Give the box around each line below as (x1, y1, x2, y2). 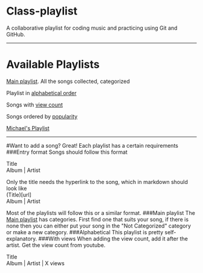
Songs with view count (6, 101, 63, 108)
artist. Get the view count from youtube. (6, 241, 106, 249)
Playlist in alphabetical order (6, 89, 77, 96)
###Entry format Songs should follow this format (6, 148, 128, 156)
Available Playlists (6, 58, 100, 71)
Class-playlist (6, 4, 78, 18)
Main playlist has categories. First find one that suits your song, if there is (6, 215, 189, 223)
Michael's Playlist (6, 124, 50, 131)
